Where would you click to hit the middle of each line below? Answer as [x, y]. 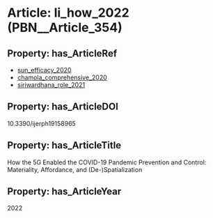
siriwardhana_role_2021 [51, 85]
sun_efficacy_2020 [44, 70]
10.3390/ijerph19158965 [42, 123]
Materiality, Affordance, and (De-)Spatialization [75, 169]
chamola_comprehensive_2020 [62, 77]
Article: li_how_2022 [69, 13]
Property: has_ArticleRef [62, 53]
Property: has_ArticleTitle [64, 145]
